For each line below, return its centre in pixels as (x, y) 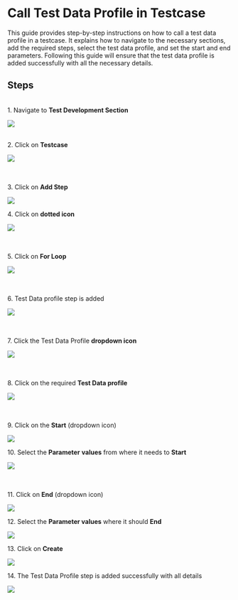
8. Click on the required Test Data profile (67, 382)
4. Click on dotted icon (41, 214)
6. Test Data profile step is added (56, 298)
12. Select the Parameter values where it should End (85, 521)
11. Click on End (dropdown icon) (55, 494)
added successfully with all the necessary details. (80, 63)
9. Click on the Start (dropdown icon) (62, 425)
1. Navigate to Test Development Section (68, 110)
